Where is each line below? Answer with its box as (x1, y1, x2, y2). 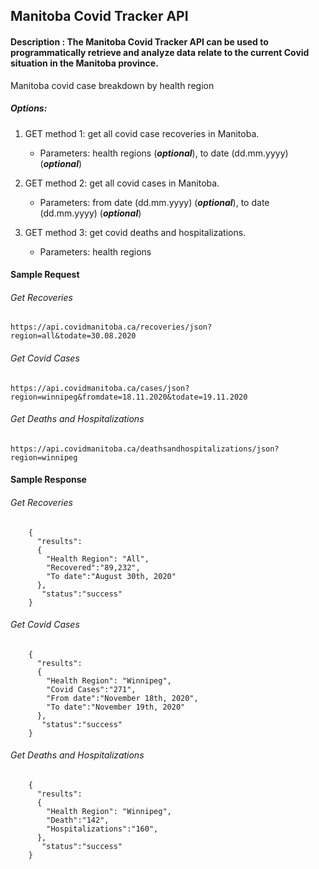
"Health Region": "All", (46, 554, 150, 564)
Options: (10, 102, 48, 114)
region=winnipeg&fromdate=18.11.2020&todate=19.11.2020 (10, 392, 248, 402)
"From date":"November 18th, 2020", (46, 693, 199, 703)
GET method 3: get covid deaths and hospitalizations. (24, 226, 247, 238)
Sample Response (10, 474, 87, 486)
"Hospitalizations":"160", (46, 824, 159, 834)
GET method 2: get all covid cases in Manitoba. (24, 177, 220, 189)
